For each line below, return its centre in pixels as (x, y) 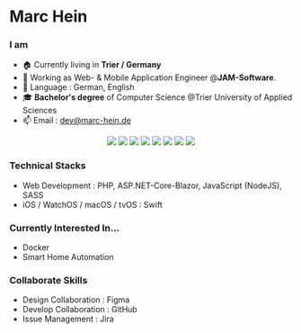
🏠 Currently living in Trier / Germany (92, 65)
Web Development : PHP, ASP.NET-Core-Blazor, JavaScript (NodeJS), (152, 185)
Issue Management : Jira (68, 319)
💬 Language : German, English (78, 87)
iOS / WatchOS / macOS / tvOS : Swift (93, 204)
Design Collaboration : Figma (76, 300)
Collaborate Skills (49, 280)
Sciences (40, 111)
